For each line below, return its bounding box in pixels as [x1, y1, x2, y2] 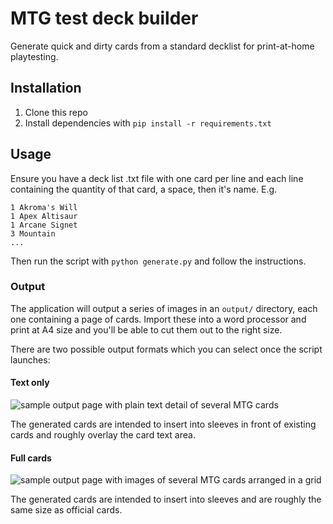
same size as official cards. [10, 504, 123, 516]
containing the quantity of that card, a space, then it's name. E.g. [10, 183, 278, 195]
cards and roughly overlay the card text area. [10, 429, 196, 441]
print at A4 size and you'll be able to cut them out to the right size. [10, 323, 283, 336]
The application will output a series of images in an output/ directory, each [10, 302, 318, 314]
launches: [10, 353, 51, 366]
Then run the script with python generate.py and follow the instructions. [10, 255, 307, 267]
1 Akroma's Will [10, 202, 78, 212]
